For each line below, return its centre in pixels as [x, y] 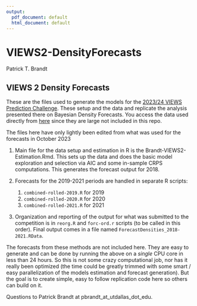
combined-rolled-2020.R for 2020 [65, 199]
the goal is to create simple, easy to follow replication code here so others [97, 279]
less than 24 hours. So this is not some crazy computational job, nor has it [97, 260]
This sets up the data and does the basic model [114, 157]
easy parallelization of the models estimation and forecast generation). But [98, 273]
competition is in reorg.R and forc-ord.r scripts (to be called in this [98, 223]
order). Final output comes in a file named [66, 230]
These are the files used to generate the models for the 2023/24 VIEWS [94, 102]
